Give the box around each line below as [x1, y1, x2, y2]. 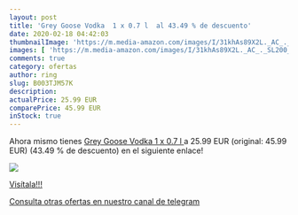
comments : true [9, 54, 66, 63]
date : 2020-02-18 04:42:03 [9, 29, 109, 38]
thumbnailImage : [9, 37, 69, 47]
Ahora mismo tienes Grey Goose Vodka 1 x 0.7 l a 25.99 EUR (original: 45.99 [9, 136, 287, 147]
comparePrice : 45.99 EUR [9, 104, 101, 112]
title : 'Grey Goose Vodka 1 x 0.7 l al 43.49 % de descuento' [9, 21, 252, 30]
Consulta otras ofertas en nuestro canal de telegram [9, 196, 200, 207]
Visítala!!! [9, 179, 43, 190]
